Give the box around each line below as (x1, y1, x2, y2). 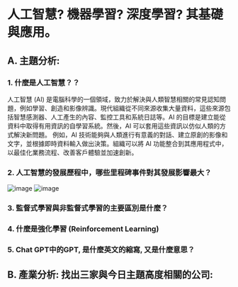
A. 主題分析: (7, 55, 60, 67)
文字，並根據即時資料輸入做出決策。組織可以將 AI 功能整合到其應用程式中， (7, 139, 228, 147)
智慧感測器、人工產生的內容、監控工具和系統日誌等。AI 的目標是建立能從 (13, 113, 227, 121)
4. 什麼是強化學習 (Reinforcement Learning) (7, 224, 159, 234)
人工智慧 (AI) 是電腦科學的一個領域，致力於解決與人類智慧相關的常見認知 (7, 95, 220, 103)
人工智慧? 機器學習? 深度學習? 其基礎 (7, 6, 223, 23)
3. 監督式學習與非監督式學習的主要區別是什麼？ (7, 203, 169, 213)
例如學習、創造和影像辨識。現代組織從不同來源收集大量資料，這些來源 (19, 103, 225, 112)
